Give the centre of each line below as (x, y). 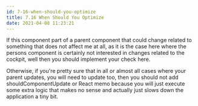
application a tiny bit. (32, 96)
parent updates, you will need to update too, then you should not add (92, 77)
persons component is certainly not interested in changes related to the (95, 53)
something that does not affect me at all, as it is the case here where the (96, 46)
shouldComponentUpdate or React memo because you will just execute (96, 84)
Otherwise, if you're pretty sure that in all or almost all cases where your (96, 71)
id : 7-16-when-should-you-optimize (51, 12)
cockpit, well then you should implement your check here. (78, 59)
